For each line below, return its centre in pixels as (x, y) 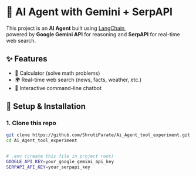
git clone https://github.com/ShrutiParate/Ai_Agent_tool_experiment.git (98, 135)
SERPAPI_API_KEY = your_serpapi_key (48, 167)
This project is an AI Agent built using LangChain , (66, 28)
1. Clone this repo (31, 123)
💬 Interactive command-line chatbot (58, 88)
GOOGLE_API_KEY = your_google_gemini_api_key (60, 162)
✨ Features (27, 59)
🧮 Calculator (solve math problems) (57, 73)
